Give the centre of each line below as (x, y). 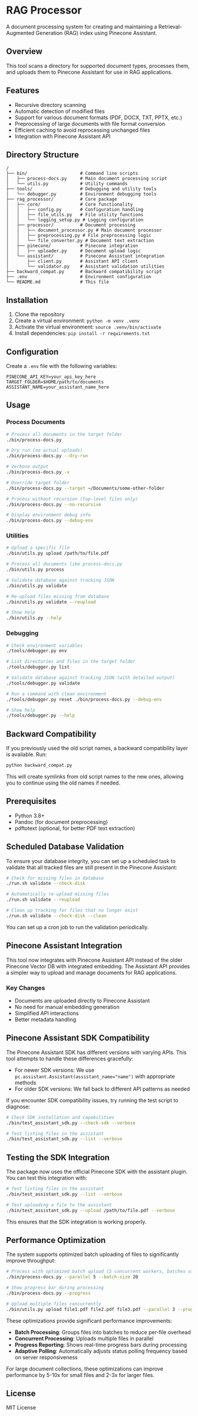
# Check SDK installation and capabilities (60, 1117)
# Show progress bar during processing (55, 1288)
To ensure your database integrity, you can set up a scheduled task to (91, 861)
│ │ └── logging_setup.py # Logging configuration (75, 220)
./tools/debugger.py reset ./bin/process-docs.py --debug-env (84, 699)
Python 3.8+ (30, 815)
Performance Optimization (56, 1240)
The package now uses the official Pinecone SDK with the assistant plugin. (97, 1172)
